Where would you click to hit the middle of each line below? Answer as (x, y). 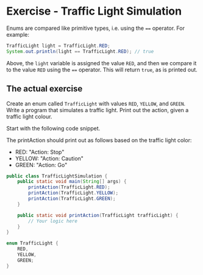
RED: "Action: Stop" (40, 152)
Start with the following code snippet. (53, 128)
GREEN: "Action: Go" (41, 165)
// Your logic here (53, 221)
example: (18, 34)
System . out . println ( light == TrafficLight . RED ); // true (80, 51)
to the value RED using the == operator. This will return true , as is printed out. (102, 70)
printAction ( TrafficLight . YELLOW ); (73, 193)
